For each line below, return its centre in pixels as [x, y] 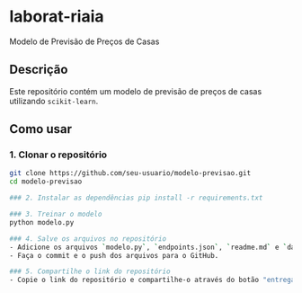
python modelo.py [42, 222]
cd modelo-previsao [46, 182]
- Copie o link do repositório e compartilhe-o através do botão [134, 280]
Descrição [39, 70]
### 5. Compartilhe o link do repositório [90, 271]
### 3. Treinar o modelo [56, 214]
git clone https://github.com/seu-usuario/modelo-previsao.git [130, 173]
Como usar [41, 129]
